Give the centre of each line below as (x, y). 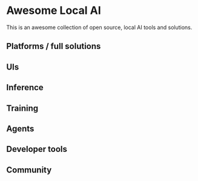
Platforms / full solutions (54, 46)
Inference (25, 87)
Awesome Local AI (54, 11)
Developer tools (37, 149)
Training (22, 108)
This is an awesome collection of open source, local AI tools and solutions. (99, 27)
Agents (20, 129)
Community (29, 170)
